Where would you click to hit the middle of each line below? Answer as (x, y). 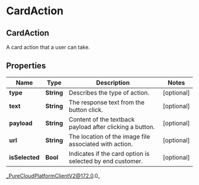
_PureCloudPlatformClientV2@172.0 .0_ (53, 175)
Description (113, 83)
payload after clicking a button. (112, 127)
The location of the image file (110, 136)
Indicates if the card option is (109, 153)
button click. (86, 109)
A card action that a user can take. (48, 47)
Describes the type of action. (109, 92)
